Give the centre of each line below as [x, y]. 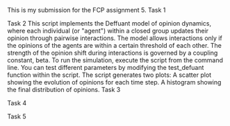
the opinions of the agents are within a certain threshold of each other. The [115, 45]
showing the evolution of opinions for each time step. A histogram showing [114, 82]
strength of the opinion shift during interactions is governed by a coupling [113, 53]
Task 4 [17, 103]
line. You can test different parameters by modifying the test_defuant [106, 67]
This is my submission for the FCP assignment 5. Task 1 [87, 10]
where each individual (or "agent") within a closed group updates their [108, 31]
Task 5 [17, 116]
